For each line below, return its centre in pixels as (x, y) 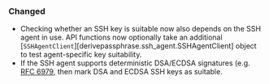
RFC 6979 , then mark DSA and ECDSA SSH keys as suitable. (121, 72)
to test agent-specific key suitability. (81, 55)
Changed (27, 11)
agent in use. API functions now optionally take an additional (121, 37)
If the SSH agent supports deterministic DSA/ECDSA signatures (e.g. (135, 63)
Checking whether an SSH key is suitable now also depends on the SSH (141, 29)
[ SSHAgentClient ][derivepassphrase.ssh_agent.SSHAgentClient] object (139, 46)
